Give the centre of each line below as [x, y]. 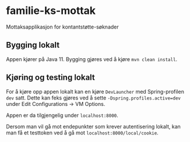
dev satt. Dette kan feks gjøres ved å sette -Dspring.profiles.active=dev [93, 98]
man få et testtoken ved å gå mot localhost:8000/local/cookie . [82, 133]
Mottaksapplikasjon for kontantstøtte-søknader [63, 27]
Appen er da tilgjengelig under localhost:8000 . [62, 115]
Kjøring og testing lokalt [50, 78]
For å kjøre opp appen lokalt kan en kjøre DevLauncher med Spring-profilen [95, 91]
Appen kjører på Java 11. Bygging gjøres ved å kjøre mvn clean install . [92, 59]
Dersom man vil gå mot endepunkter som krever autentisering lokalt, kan [93, 126]
